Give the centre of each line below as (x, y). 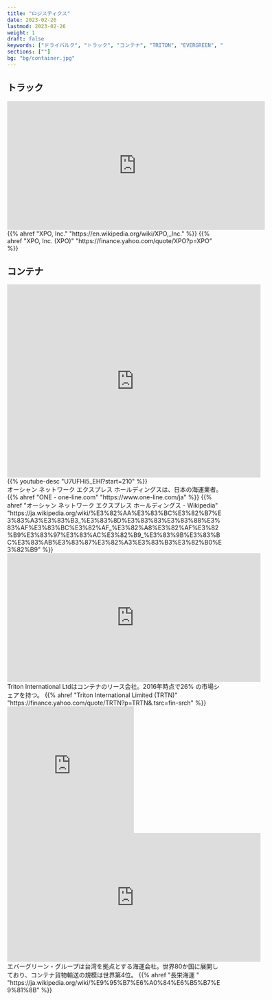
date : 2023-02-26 (32, 20)
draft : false (26, 39)
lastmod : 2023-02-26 (37, 26)
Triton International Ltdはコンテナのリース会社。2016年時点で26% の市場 (111, 687)
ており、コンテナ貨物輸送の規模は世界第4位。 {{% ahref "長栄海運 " (103, 975)
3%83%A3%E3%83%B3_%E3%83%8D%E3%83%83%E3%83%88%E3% (114, 521)
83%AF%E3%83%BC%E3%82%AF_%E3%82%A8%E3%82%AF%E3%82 (113, 528)
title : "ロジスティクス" (39, 13)
